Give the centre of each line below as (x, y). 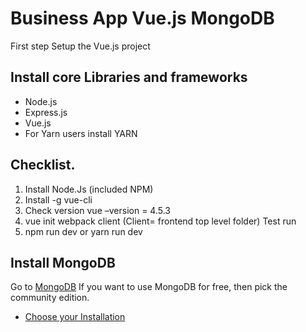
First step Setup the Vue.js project (80, 46)
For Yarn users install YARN (81, 133)
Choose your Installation (75, 317)
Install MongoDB (63, 262)
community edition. (50, 298)
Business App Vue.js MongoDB (142, 18)
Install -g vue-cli (58, 199)
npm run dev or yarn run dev (83, 231)
